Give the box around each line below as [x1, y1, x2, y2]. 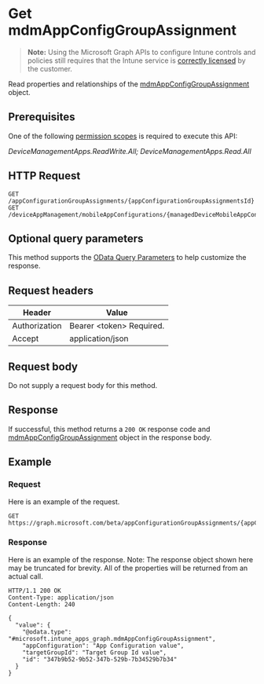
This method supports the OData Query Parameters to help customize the [8, 253, 247, 262]
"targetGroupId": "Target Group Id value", [22, 649, 167, 657]
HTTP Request [8, 170, 81, 183]
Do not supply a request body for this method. [8, 381, 158, 390]
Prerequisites [8, 111, 75, 124]
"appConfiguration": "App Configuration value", [22, 642, 185, 649]
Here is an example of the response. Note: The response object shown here [8, 554, 254, 564]
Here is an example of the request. [8, 496, 120, 507]
